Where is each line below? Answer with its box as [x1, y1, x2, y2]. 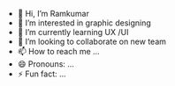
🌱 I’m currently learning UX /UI [17, 27, 129, 37]
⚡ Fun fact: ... [17, 68, 66, 79]
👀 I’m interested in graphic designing [17, 18, 152, 28]
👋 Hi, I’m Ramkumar [17, 9, 90, 18]
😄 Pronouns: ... [17, 59, 75, 69]
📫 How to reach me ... [17, 47, 100, 56]
